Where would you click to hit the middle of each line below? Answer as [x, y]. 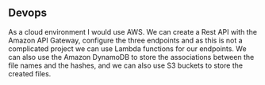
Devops [28, 13]
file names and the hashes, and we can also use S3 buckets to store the [126, 65]
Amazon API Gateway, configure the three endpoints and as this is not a [126, 40]
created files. [30, 73]
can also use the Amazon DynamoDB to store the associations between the [131, 57]
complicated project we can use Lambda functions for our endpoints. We [128, 48]
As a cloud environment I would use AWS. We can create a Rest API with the [133, 31]
